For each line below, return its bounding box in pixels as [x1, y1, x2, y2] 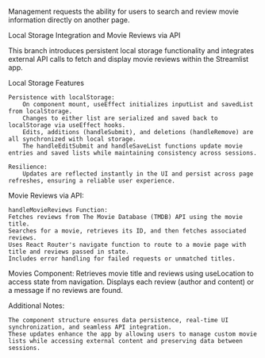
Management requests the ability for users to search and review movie [8, 7, 240, 16]
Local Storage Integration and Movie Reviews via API [8, 31, 181, 40]
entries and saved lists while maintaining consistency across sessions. [8, 149, 258, 157]
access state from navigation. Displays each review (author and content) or [8, 277, 254, 287]
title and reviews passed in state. [8, 248, 129, 256]
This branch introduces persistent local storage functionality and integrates [8, 46, 255, 55]
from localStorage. [8, 107, 73, 115]
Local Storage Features [8, 79, 85, 87]
